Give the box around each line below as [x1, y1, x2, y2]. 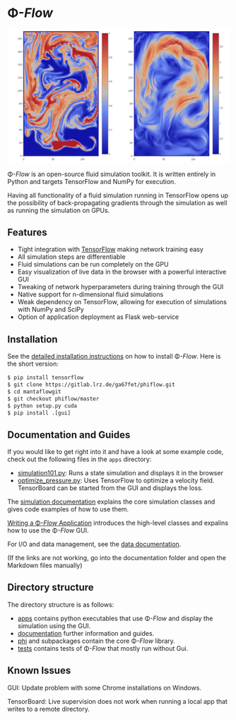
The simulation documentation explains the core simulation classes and [7, 497, 216, 506]
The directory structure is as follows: [7, 600, 114, 609]
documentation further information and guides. [17, 629, 155, 637]
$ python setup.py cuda [7, 402, 78, 410]
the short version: [7, 359, 59, 368]
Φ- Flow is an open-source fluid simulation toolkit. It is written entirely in [7, 170, 216, 178]
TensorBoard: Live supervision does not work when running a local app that [7, 697, 228, 705]
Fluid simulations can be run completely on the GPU [17, 260, 169, 269]
